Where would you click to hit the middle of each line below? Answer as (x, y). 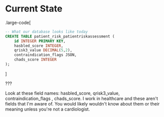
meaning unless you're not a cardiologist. (48, 109)
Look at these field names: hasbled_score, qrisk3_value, (63, 93)
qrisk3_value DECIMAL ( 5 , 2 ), (43, 50)
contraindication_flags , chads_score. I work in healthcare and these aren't (82, 98)
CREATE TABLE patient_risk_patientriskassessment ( (60, 36)
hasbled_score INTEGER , (39, 45)
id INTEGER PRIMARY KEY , (40, 41)
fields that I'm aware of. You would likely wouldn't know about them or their (82, 103)
